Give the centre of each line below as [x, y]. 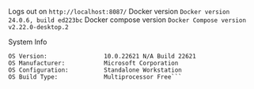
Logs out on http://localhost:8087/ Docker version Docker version [119, 11]
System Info [28, 42]
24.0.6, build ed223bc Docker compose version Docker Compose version [127, 20]
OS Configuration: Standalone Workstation [95, 70]
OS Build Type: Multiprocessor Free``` [95, 77]
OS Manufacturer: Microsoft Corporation [93, 63]
